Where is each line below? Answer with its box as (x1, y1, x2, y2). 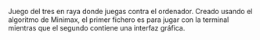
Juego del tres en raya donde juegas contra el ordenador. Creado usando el (8, 7, 253, 16)
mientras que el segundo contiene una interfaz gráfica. (8, 24, 186, 32)
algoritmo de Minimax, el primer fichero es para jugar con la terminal (8, 15, 229, 24)
